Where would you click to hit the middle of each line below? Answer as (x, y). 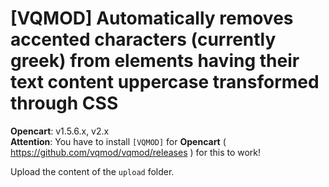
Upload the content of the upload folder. (92, 171)
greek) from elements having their (155, 61)
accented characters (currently (143, 39)
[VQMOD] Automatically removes (152, 18)
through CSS (64, 103)
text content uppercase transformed (165, 82)
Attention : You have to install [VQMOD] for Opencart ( (118, 141)
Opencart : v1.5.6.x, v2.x (60, 131)
